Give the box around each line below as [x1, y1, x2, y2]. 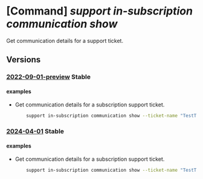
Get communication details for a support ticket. [6, 37, 124, 44]
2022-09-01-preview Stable [6, 73, 91, 81]
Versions [6, 54, 41, 65]
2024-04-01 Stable [6, 127, 65, 135]
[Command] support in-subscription [6, 4, 193, 18]
